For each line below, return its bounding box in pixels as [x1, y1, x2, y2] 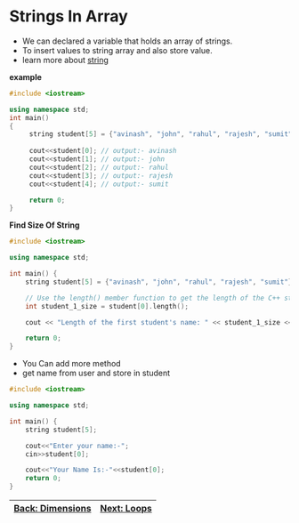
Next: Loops [100, 503, 153, 515]
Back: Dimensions [13, 503, 92, 515]
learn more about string [21, 54, 109, 65]
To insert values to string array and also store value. [21, 44, 214, 55]
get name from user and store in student [21, 367, 171, 379]
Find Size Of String [9, 220, 80, 230]
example [9, 71, 43, 82]
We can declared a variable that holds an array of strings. [21, 36, 233, 46]
